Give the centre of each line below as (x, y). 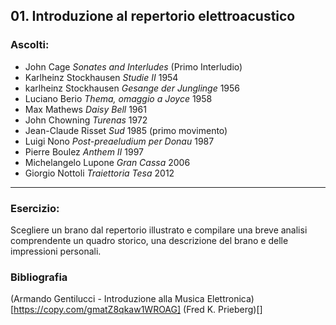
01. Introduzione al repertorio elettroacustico (153, 16)
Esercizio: (35, 208)
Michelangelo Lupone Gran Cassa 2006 (107, 162)
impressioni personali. (56, 251)
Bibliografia (39, 277)
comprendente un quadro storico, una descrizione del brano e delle (149, 240)
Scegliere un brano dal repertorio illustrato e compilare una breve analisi (159, 230)
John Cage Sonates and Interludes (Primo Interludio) (133, 66)
